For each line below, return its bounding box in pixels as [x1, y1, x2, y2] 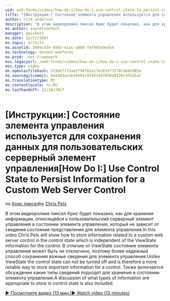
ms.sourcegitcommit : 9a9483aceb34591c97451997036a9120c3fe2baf [5, 73, 142, 78]
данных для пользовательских [5, 141, 143, 153]
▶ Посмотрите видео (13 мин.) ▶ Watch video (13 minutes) [5, 290, 130, 296]
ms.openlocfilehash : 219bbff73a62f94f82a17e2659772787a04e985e [5, 69, 142, 74]
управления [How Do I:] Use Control [5, 163, 159, 174]
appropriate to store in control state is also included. [5, 280, 114, 286]
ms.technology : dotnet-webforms [5, 49, 73, 55]
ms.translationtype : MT [5, 78, 56, 83]
